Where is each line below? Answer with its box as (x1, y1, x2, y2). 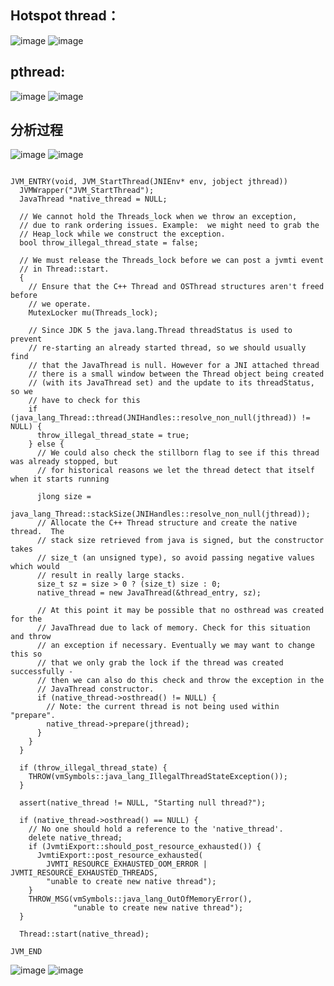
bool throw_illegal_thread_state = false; (19, 238, 199, 248)
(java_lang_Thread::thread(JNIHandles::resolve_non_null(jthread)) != (10, 413, 311, 423)
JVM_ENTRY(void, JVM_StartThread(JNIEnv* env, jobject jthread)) (10, 177, 288, 187)
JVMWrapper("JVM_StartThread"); (19, 186, 155, 196)
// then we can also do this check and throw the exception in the (36, 676, 325, 686)
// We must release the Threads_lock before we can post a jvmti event (19, 256, 325, 266)
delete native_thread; (28, 833, 123, 843)
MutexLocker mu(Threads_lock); (28, 308, 159, 318)
